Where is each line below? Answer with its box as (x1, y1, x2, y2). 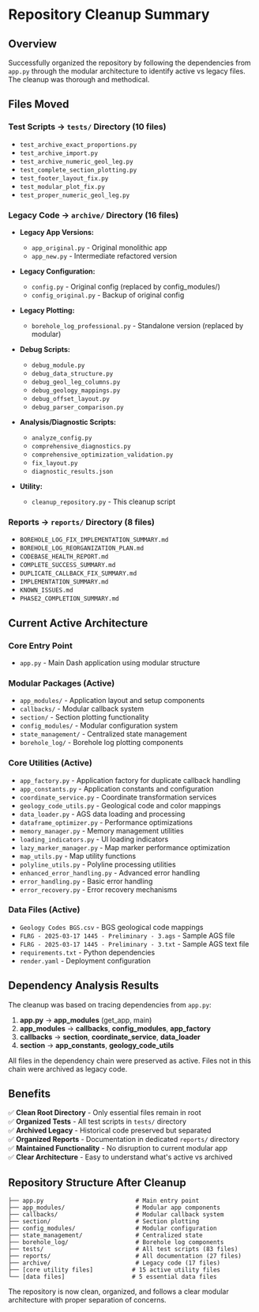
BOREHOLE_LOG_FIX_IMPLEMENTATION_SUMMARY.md (19, 536, 169, 544)
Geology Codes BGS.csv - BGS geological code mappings (19, 922, 204, 932)
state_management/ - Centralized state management (19, 729, 187, 739)
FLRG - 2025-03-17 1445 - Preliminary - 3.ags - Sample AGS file (19, 931, 235, 940)
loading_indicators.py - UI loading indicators (19, 834, 169, 844)
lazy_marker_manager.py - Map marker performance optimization (19, 842, 231, 852)
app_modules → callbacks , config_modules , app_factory (19, 1023, 212, 1033)
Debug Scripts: (19, 344, 71, 354)
